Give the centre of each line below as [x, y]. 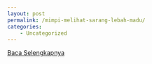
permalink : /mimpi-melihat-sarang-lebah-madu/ [76, 20]
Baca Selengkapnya [36, 53]
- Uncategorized [44, 33]
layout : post [26, 14]
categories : [25, 26]
